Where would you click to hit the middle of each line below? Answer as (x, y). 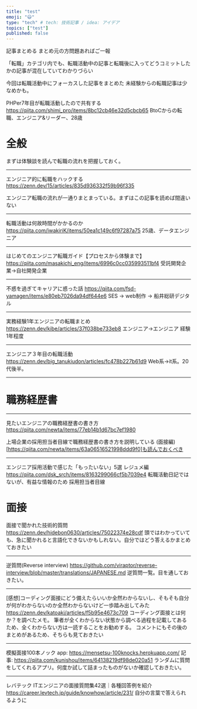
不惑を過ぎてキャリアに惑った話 (45, 289)
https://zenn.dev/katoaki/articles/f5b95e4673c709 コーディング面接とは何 (96, 613)
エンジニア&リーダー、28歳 (50, 118)
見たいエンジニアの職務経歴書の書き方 (52, 423)
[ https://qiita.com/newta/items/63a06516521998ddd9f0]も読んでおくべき (95, 449)
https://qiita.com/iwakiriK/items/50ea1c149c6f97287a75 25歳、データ (90, 230)
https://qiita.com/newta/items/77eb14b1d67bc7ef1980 (71, 429)
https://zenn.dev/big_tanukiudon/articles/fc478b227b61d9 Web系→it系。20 (97, 362)
